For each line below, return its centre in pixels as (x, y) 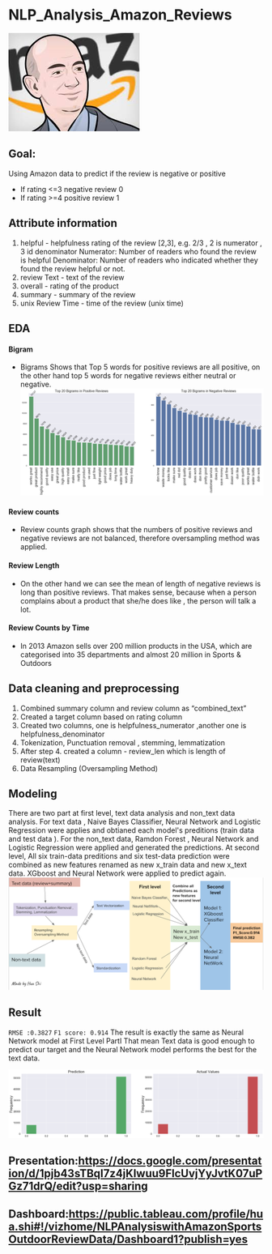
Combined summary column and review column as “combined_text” (133, 708)
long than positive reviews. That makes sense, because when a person (138, 592)
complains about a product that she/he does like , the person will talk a (138, 600)
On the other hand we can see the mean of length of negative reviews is (140, 583)
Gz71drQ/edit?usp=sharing (78, 1186)
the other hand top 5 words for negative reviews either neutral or (128, 376)
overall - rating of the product (69, 286)
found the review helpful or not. (72, 268)
